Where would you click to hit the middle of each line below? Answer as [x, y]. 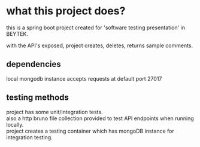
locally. [15, 124]
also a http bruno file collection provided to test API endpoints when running [100, 118]
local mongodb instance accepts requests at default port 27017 [84, 78]
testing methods [37, 98]
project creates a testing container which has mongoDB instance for [90, 131]
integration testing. [29, 137]
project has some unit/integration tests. [54, 112]
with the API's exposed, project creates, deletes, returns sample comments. [100, 45]
